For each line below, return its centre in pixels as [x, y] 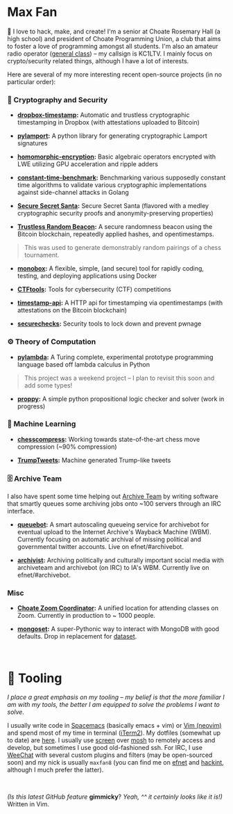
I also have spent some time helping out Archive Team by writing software [113, 496]
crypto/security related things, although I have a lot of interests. [98, 61]
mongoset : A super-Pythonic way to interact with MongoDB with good [118, 629]
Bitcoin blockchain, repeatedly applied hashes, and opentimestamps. [116, 234]
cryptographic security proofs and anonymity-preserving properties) [115, 214]
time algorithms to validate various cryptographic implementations [112, 185]
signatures [32, 143]
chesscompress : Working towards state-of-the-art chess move [109, 439]
